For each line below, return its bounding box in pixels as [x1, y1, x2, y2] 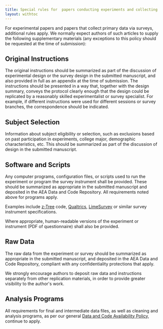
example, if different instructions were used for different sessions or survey [5, 98, 156, 105]
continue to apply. [5, 318, 41, 324]
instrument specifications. [5, 209, 57, 214]
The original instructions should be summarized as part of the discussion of [5, 68, 157, 74]
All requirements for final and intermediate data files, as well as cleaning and [5, 308, 158, 313]
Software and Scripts [5, 160, 71, 169]
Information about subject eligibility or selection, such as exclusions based [5, 131, 155, 137]
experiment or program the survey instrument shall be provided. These [5, 178, 147, 184]
